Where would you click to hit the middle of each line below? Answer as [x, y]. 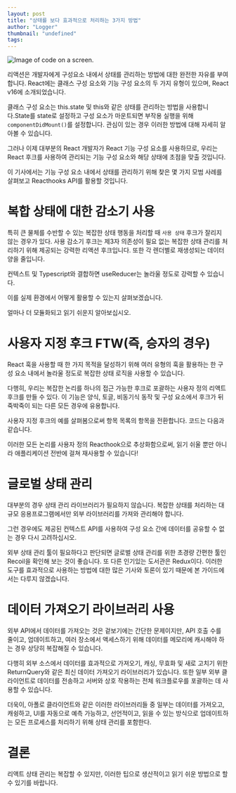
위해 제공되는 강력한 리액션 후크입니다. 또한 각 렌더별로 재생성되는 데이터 [125, 250]
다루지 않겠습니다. [45, 579]
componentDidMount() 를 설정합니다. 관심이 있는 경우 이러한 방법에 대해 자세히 [113, 124]
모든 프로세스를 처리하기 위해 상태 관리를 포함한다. [83, 722]
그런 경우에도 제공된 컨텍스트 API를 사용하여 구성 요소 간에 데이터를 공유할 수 [112, 529]
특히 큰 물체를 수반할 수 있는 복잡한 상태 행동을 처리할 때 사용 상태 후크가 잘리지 [115, 233]
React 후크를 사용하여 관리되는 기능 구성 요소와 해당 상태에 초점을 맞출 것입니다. [117, 157]
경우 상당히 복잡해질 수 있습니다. [59, 648]
